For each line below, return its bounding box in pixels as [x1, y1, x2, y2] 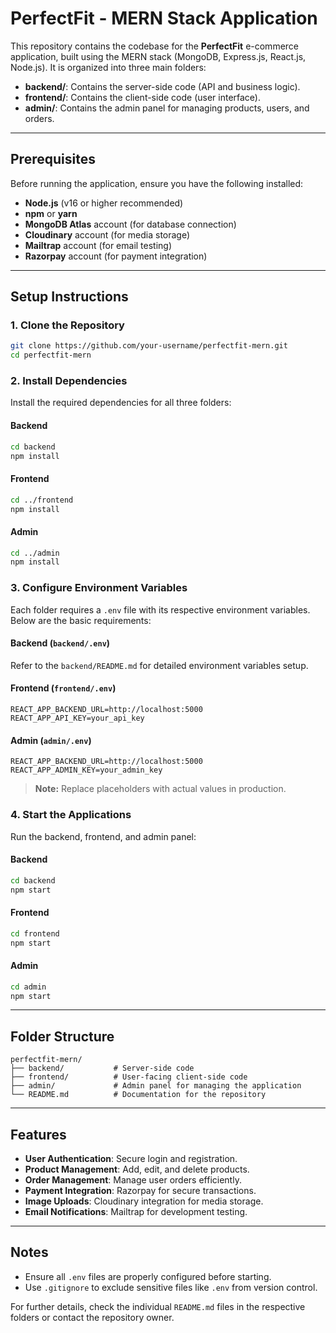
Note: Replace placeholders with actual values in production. [34, 783, 287, 795]
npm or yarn [24, 207, 78, 219]
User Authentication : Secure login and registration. [24, 1153, 238, 1165]
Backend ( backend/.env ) [10, 637, 111, 649]
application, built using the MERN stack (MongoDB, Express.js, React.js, [10, 50, 307, 62]
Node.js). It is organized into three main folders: [10, 61, 207, 73]
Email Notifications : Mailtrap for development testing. [24, 1206, 248, 1218]
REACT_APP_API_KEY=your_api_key [10, 713, 145, 724]
